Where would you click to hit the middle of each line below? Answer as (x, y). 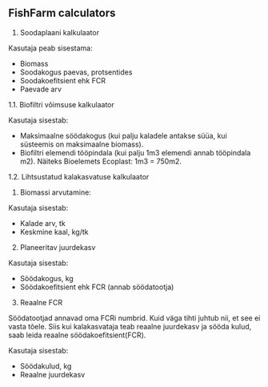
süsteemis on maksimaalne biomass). (82, 144)
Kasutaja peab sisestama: (51, 48)
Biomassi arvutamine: (56, 192)
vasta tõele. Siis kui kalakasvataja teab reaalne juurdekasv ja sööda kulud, (130, 326)
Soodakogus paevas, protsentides (76, 72)
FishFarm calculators (62, 13)
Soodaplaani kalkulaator (60, 32)
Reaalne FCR (41, 302)
